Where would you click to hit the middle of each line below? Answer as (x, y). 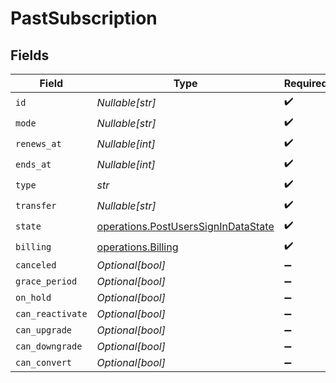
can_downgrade (49, 346)
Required (305, 83)
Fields (30, 55)
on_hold (33, 297)
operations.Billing (137, 247)
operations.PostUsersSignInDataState (185, 226)
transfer (36, 205)
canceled (36, 265)
